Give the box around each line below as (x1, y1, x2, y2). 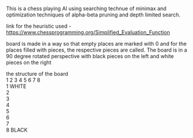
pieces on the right (6, 59, 51, 66)
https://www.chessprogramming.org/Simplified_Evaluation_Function (6, 29, 170, 36)
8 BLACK (6, 126, 28, 133)
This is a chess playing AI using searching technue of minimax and (6, 5, 167, 12)
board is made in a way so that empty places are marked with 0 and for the (6, 41, 187, 47)
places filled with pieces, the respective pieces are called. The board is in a (6, 46, 187, 53)
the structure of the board (6, 70, 68, 77)
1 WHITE (6, 83, 27, 90)
